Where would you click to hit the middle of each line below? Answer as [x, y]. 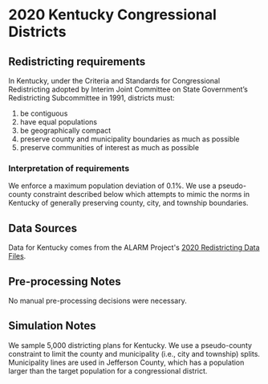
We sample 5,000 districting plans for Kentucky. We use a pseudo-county [130, 345]
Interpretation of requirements [69, 168]
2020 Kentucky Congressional [112, 15]
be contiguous [44, 113]
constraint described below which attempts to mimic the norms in [142, 194]
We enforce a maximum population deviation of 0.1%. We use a [112, 186]
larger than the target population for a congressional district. [108, 370]
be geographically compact [65, 131]
